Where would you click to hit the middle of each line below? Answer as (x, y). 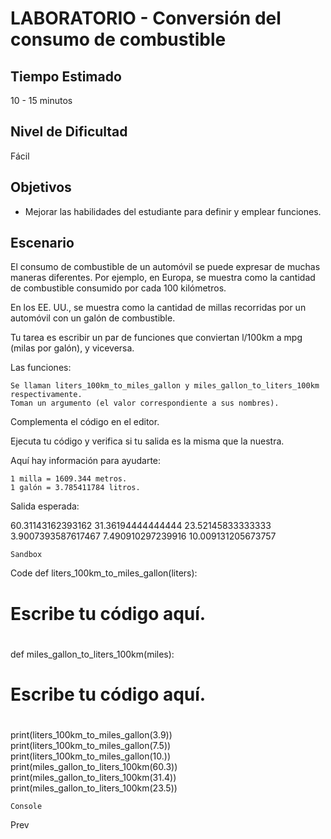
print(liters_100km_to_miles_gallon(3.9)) (91, 735)
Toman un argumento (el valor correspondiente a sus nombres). (145, 403)
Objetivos (41, 187)
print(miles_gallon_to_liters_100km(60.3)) (94, 767)
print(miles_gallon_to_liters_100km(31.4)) (93, 778)
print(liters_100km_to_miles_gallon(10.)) (91, 756)
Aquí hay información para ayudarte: (86, 461)
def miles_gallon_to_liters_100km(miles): (92, 654)
